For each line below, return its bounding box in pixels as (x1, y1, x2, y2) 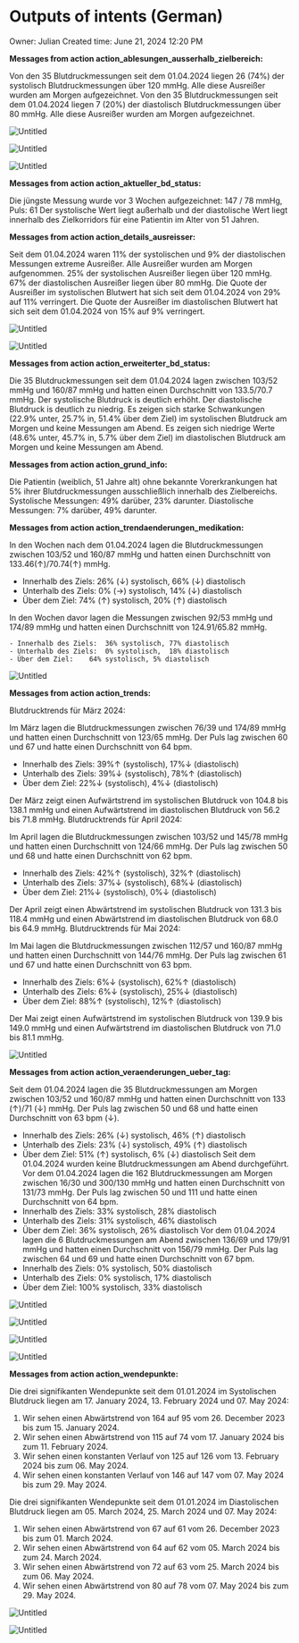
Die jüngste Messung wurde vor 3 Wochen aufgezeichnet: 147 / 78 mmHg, (9, 195, 283, 206)
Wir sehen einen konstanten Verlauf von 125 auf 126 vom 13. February (21, 1451, 279, 1461)
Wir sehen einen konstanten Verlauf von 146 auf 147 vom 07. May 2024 (21, 1469, 285, 1480)
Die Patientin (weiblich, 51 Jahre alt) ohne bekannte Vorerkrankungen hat (9, 476, 278, 487)
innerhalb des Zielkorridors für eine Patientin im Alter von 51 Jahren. (9, 214, 260, 224)
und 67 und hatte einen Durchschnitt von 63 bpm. (9, 959, 193, 970)
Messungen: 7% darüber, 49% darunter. (9, 504, 158, 515)
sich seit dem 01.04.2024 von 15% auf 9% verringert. (9, 306, 205, 317)
